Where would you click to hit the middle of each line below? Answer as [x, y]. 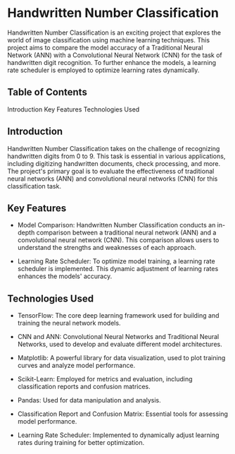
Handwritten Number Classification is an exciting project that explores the [114, 32]
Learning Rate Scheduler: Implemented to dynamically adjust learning [118, 435]
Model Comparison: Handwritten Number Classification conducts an [116, 225]
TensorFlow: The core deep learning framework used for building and [118, 316]
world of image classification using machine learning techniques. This [108, 40]
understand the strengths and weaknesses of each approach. [107, 248]
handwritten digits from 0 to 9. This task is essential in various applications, [116, 156]
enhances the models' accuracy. [65, 276]
